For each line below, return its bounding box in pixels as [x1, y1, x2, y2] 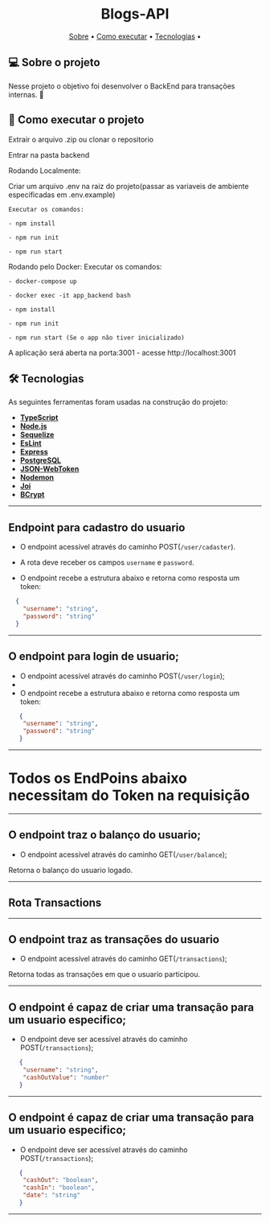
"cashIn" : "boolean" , [22, 1184, 95, 1192]
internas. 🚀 [8, 89, 44, 99]
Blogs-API [100, 5, 170, 23]
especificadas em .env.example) [8, 190, 116, 200]
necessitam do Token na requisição [8, 786, 251, 805]
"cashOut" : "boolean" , [22, 1176, 99, 1184]
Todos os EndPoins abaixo [8, 769, 187, 788]
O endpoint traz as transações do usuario [8, 933, 219, 946]
